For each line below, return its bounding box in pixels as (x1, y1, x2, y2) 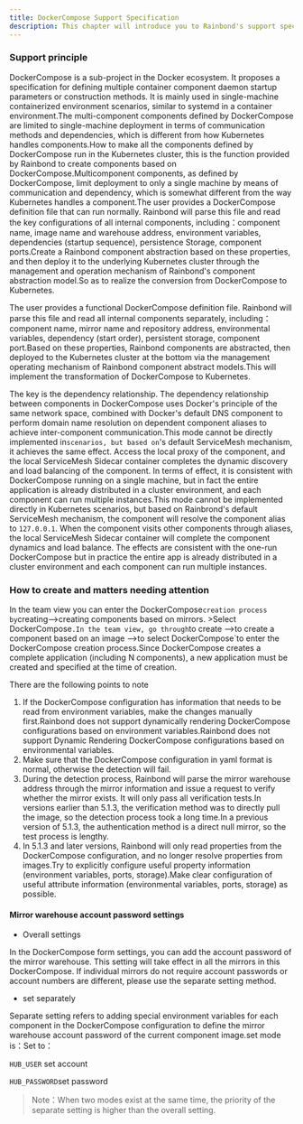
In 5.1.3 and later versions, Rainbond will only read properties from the (22, 841, 282, 851)
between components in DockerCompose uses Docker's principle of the (9, 398, 278, 409)
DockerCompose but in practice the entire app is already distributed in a (9, 552, 278, 562)
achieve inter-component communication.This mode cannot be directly (9, 426, 273, 438)
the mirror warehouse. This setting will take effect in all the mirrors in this (9, 956, 281, 967)
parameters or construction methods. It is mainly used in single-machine (9, 91, 280, 102)
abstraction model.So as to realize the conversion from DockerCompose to (9, 274, 287, 285)
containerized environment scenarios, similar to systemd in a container (9, 100, 272, 111)
